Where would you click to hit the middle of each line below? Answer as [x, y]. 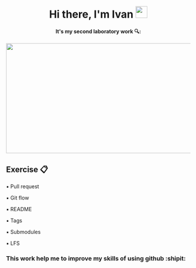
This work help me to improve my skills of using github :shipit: [96, 259]
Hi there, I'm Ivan [91, 14]
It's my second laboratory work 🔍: [98, 31]
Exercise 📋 [27, 169]
